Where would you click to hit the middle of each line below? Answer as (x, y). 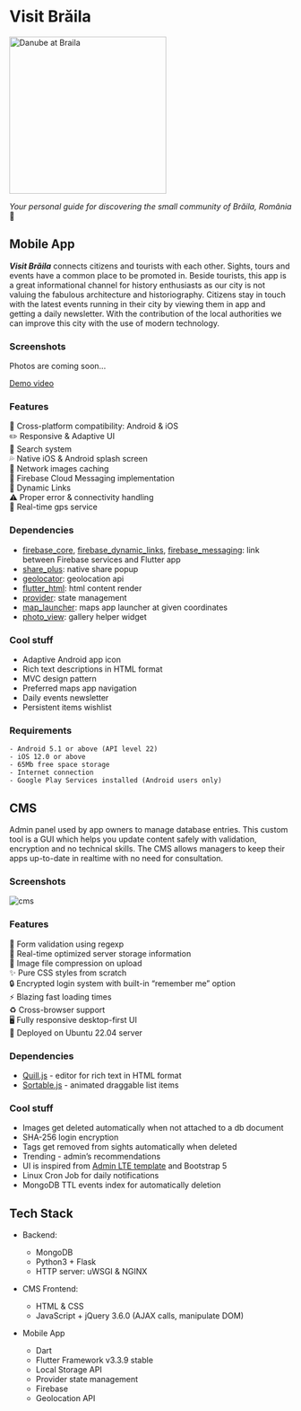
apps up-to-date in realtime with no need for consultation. (116, 859)
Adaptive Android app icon (71, 659)
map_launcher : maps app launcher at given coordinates (125, 607)
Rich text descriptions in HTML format (92, 669)
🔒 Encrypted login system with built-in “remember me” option (122, 983)
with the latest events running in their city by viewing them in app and (138, 304)
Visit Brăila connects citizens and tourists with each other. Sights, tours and (150, 266)
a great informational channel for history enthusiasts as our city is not (138, 285)
